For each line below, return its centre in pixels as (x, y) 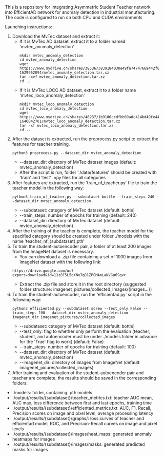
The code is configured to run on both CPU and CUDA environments (74, 17)
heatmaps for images (33, 439)
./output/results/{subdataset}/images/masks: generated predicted (78, 444)
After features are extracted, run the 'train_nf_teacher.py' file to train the (84, 183)
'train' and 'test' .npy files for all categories (62, 178)
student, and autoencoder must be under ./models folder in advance (88, 336)
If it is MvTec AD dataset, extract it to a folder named (72, 41)
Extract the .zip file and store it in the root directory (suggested (83, 284)
